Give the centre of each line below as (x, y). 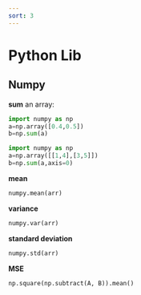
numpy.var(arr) (34, 223)
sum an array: (31, 104)
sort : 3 (21, 16)
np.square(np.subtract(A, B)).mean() (71, 283)
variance (23, 208)
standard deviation (40, 238)
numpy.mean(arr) (35, 193)
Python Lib (45, 55)
